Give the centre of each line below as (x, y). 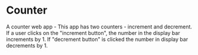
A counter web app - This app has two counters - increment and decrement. (99, 27)
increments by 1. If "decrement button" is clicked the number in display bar (97, 39)
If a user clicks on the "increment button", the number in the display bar (93, 33)
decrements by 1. (27, 46)
